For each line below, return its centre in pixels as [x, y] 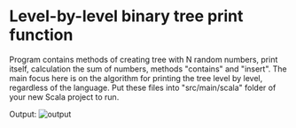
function [41, 35]
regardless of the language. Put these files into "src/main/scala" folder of [143, 87]
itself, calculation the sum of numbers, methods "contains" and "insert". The [148, 69]
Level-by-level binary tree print [126, 16]
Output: [23, 114]
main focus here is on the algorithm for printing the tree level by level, [136, 78]
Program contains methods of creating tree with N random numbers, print [144, 59]
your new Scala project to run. [64, 97]
